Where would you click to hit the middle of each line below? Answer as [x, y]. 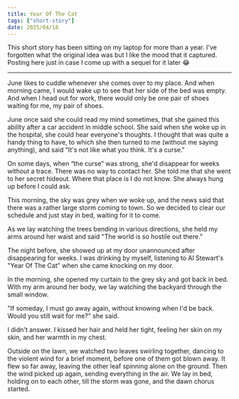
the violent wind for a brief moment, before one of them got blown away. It [116, 359]
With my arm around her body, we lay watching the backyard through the [115, 287]
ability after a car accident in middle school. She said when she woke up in [117, 127]
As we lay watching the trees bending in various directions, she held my [113, 229]
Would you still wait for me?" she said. [63, 316]
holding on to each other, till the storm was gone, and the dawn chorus [111, 381]
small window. [28, 295]
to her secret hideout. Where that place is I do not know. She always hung [116, 179]
